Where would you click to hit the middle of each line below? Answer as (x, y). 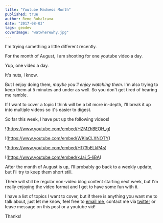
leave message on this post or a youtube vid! (50, 207)
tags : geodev (18, 28)
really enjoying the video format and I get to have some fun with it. (72, 187)
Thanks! (13, 216)
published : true (22, 14)
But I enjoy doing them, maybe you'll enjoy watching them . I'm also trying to (81, 84)
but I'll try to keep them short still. (39, 172)
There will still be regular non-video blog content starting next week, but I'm (81, 181)
